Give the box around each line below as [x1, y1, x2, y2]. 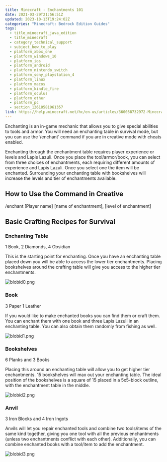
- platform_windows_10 [9, 53, 57, 59]
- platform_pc [9, 100, 39, 105]
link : [5, 109, 16, 115]
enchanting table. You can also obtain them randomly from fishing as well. [5, 323, 157, 329]
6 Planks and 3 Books [5, 357, 50, 363]
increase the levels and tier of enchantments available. [5, 175, 117, 181]
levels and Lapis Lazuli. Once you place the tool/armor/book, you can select [5, 154, 161, 160]
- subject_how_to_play [9, 44, 57, 49]
